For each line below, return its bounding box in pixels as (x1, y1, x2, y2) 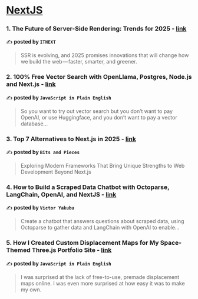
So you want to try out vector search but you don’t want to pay (20, 107, 173, 115)
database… (20, 120, 48, 127)
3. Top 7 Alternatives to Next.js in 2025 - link (6, 135, 137, 143)
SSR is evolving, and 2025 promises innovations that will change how (20, 52, 189, 59)
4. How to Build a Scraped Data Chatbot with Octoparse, (6, 183, 170, 191)
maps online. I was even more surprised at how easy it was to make (20, 280, 185, 287)
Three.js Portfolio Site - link (31, 246, 112, 254)
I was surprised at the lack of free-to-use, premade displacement (20, 273, 180, 280)
